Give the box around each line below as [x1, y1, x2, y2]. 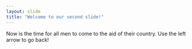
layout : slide [6, 8, 41, 15]
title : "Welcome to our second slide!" [6, 14, 104, 20]
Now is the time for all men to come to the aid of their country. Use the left [6, 30, 186, 37]
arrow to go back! [6, 36, 49, 43]
